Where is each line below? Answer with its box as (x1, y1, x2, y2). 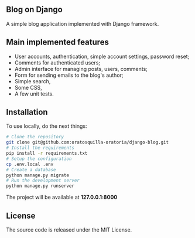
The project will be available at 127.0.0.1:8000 (6, 193, 118, 201)
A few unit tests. (14, 90, 54, 97)
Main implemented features (6, 38, 110, 47)
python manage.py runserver (6, 183, 75, 189)
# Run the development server (6, 178, 80, 183)
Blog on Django (6, 5, 63, 15)
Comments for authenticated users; (14, 59, 101, 66)
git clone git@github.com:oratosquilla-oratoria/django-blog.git (6, 140, 169, 145)
